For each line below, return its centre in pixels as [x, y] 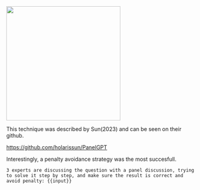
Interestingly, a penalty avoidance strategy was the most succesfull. [91, 159]
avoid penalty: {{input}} [39, 181]
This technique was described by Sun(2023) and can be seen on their [94, 129]
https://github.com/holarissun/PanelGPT [57, 147]
